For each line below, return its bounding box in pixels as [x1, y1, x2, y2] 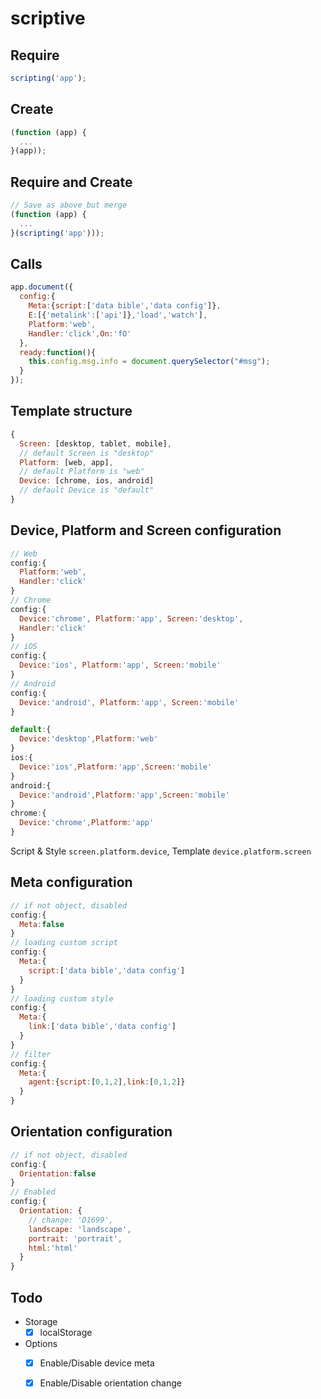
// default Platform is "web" [19, 467, 145, 477]
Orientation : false [19, 1168, 97, 1179]
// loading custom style [10, 993, 114, 1004]
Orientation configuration [10, 1123, 173, 1141]
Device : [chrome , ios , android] [19, 476, 155, 486]
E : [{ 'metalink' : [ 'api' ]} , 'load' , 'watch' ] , [28, 310, 208, 321]
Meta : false [19, 919, 65, 929]
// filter [10, 1049, 52, 1059]
